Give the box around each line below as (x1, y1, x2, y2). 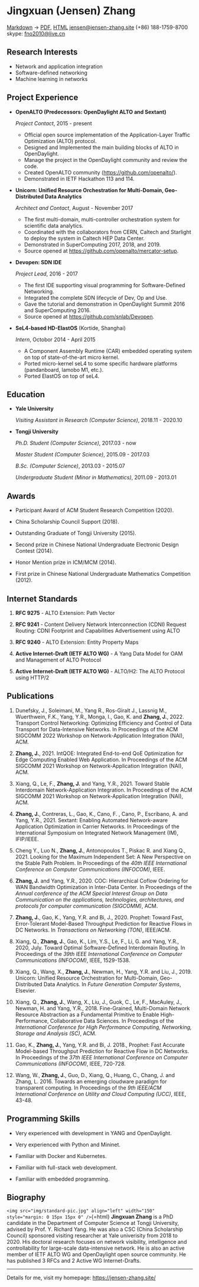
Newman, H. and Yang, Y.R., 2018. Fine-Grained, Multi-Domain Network (15, 1004, 190, 1012)
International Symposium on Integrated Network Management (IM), (15, 829, 179, 836)
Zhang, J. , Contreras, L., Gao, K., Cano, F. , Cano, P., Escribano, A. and (15, 810, 188, 817)
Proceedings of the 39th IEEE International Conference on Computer (15, 950, 182, 957)
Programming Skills (6, 1114, 80, 1124)
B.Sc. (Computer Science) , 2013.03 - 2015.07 (15, 462, 126, 469)
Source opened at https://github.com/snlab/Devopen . (24, 313, 155, 320)
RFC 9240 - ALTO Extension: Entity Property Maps (15, 638, 139, 646)
